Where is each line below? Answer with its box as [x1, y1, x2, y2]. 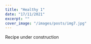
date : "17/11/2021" [5, 12, 45, 17]
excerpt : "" [5, 16, 30, 21]
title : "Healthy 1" [5, 7, 45, 12]
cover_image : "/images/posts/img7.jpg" [5, 21, 87, 26]
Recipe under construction [5, 34, 59, 40]
